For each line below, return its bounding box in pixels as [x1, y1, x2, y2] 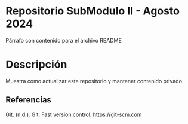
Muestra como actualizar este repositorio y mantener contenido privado [5, 77, 183, 84]
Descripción [5, 58, 67, 71]
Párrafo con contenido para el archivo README [5, 37, 122, 44]
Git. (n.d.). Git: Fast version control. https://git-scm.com [5, 111, 142, 118]
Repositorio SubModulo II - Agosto [5, 4, 180, 18]
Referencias [5, 95, 52, 105]
